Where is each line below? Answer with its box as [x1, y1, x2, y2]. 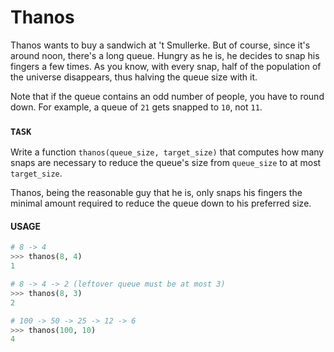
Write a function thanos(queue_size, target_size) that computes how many [10, 146, 325, 158]
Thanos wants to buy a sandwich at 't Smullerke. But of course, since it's [10, 39, 311, 51]
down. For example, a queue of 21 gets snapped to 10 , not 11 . [10, 101, 263, 113]
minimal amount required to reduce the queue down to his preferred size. [10, 197, 312, 210]
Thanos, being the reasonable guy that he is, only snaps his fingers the [10, 187, 303, 199]
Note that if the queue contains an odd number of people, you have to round [10, 90, 325, 102]
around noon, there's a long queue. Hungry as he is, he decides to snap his [10, 49, 320, 61]
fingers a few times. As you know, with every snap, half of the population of [10, 60, 322, 72]
